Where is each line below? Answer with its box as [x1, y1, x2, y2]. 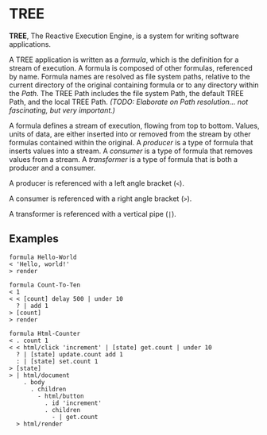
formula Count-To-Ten [9, 281, 81, 289]
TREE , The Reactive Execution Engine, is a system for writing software [9, 31, 239, 40]
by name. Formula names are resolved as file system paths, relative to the [9, 71, 250, 81]
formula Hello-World [9, 253, 78, 261]
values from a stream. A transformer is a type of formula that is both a [9, 154, 238, 164]
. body [23, 378, 45, 386]
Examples [9, 232, 59, 246]
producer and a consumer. [9, 163, 96, 172]
